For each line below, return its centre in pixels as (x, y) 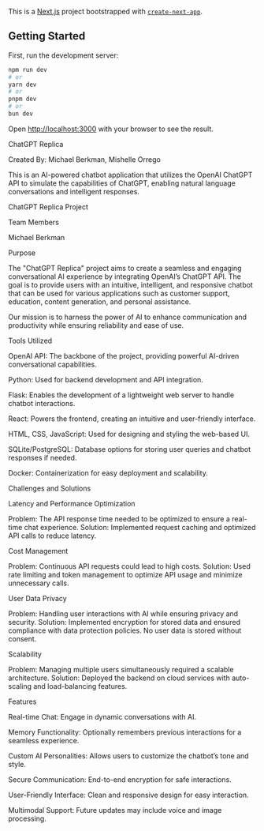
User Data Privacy (37, 598)
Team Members (33, 222)
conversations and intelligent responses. (74, 191)
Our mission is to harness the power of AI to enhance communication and (127, 317)
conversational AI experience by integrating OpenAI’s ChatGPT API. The (125, 276)
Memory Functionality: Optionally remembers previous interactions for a (125, 732)
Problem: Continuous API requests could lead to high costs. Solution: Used (129, 566)
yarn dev (22, 85)
